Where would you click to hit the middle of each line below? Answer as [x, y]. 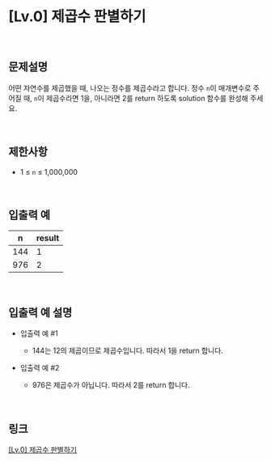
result [48, 238]
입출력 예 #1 [39, 333]
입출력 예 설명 [40, 312]
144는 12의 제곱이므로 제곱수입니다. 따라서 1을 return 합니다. [128, 351]
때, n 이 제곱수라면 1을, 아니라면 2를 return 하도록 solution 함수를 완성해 [135, 98]
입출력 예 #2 [40, 368]
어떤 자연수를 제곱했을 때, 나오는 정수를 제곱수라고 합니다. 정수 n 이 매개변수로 [130, 88]
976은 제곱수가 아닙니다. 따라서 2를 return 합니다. [111, 385]
